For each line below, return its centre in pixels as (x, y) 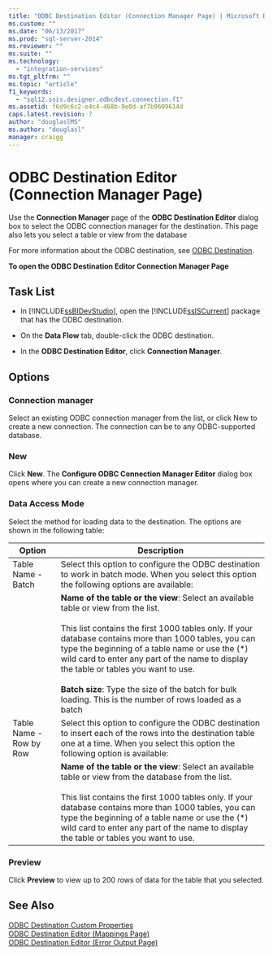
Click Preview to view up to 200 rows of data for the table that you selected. (136, 879)
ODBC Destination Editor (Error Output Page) (83, 942)
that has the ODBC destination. (72, 320)
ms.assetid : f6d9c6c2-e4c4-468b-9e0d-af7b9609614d (96, 107)
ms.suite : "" (30, 54)
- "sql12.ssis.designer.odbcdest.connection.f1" (100, 99)
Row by (27, 743)
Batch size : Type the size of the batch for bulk (149, 689)
